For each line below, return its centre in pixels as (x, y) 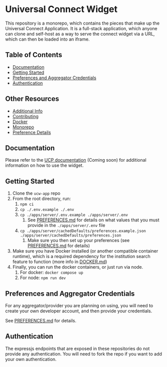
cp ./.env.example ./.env (47, 210)
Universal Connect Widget (61, 9)
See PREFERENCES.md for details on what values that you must (93, 220)
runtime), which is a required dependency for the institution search (81, 257)
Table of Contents (34, 55)
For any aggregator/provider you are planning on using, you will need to (79, 305)
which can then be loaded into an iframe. (48, 39)
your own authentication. (31, 359)
